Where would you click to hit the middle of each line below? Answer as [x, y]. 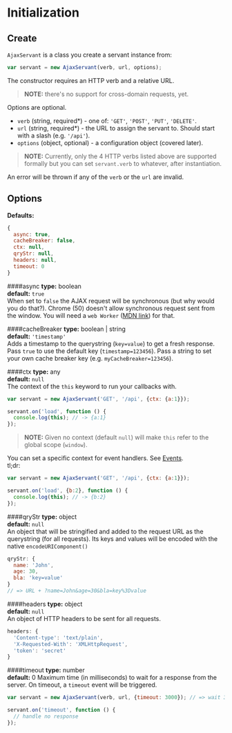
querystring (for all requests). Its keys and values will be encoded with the [113, 539]
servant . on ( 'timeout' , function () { [61, 710]
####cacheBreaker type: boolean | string [66, 329]
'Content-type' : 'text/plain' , [58, 638]
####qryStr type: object [42, 517]
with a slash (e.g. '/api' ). [54, 135]
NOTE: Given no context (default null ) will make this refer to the [116, 437]
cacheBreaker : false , [45, 241]
